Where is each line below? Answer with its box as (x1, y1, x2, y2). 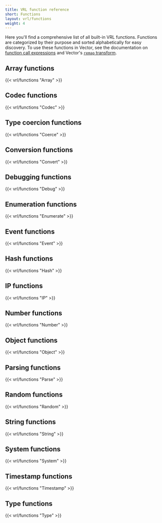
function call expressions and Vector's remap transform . (5, 50, 117, 56)
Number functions (5, 309, 62, 317)
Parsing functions (5, 363, 61, 372)
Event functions (5, 227, 55, 236)
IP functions (5, 282, 43, 290)
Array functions (5, 64, 55, 73)
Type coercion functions (5, 119, 82, 127)
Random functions (5, 391, 63, 399)
